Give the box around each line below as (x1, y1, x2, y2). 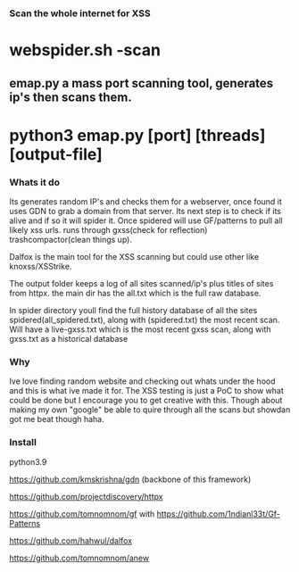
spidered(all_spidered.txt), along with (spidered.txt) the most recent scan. (9, 314, 280, 325)
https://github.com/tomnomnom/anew (9, 552, 150, 563)
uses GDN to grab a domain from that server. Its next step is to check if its (9, 205, 281, 216)
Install (9, 436, 37, 449)
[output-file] (9, 144, 103, 164)
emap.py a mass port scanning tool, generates (9, 75, 274, 91)
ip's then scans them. (9, 89, 132, 104)
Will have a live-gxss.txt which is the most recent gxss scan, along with (9, 324, 271, 335)
